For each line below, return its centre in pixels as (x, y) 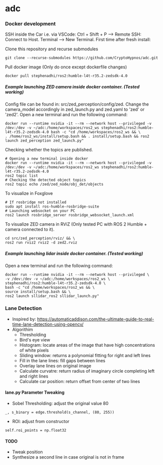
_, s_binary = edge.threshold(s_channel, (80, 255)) (60, 412)
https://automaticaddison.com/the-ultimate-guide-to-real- (96, 319)
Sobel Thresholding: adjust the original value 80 (60, 403)
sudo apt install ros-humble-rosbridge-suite (52, 207)
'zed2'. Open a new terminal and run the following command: (66, 115)
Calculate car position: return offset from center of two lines (80, 381)
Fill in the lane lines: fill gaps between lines (62, 360)
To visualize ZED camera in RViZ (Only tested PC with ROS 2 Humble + (76, 224)
